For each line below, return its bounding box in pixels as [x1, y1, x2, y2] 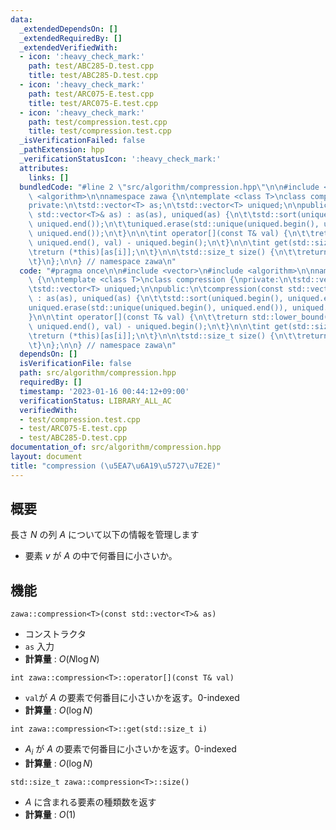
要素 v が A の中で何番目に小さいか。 [24, 550, 178, 562]
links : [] [28, 172, 70, 183]
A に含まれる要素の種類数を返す [24, 796, 157, 808]
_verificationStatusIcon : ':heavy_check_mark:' [19, 154, 222, 164]
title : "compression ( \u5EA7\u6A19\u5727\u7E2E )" [10, 461, 222, 471]
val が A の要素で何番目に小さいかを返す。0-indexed [24, 692, 240, 704]
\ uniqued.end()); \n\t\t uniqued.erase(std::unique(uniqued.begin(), [28, 219, 320, 230]
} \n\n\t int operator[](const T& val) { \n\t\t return [28, 312, 248, 322]
